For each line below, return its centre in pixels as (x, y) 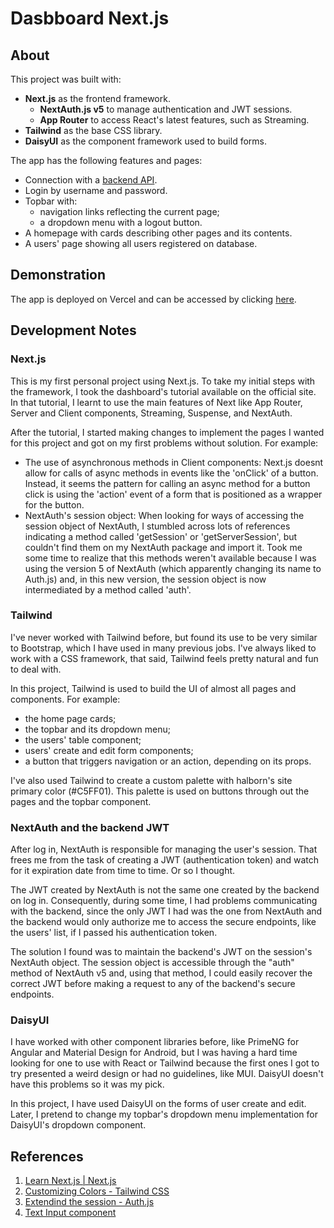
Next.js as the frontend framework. (97, 98)
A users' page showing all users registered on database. (141, 243)
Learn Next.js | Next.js (70, 1181)
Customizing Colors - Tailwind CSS (97, 1191)
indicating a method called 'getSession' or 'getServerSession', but (161, 536)
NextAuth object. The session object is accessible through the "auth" (152, 963)
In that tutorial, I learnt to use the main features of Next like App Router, (156, 402)
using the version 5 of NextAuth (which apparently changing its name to (173, 568)
